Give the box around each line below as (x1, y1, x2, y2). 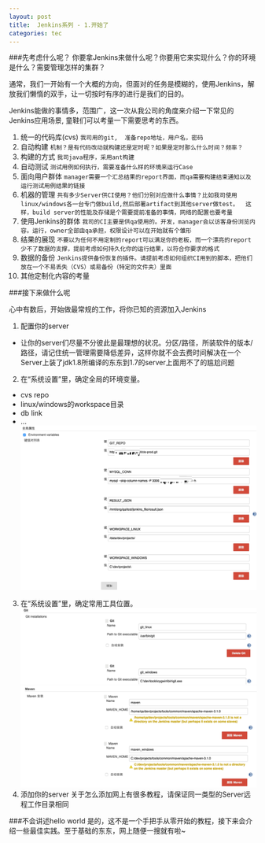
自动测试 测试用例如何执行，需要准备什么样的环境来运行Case (20, 162, 193, 172)
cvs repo (20, 390, 50, 400)
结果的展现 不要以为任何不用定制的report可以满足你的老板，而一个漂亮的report (20, 235, 252, 244)
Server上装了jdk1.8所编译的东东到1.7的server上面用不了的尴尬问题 (20, 358, 235, 368)
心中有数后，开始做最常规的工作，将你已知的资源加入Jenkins (9, 305, 207, 314)
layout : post (9, 13, 52, 20)
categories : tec (9, 29, 62, 37)
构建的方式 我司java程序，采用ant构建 (20, 152, 134, 161)
